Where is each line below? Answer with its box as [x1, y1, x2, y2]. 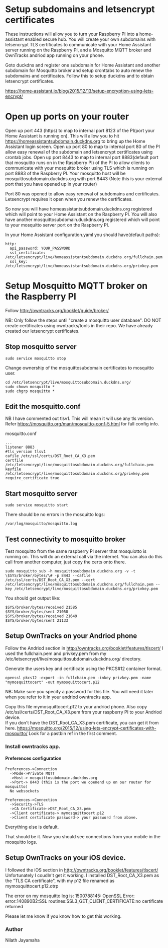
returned [5, 903, 24, 909]
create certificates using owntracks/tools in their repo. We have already [5, 322, 153, 328]
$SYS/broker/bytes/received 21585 [5, 605, 78, 610]
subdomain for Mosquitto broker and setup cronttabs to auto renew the [5, 67, 152, 74]
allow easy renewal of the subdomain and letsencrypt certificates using [5, 149, 153, 155]
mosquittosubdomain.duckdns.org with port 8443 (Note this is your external [5, 175, 162, 182]
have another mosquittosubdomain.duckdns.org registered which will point [5, 216, 160, 223]
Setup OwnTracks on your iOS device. [5, 853, 126, 862]
